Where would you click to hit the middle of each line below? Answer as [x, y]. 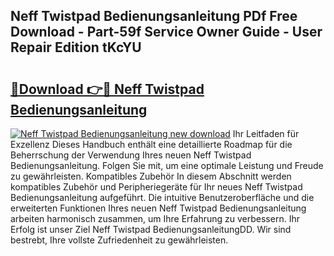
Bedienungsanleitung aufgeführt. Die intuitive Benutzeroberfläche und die [162, 197]
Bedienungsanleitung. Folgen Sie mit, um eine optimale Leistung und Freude [167, 165]
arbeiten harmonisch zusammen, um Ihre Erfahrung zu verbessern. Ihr [155, 218]
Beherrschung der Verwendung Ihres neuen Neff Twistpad [131, 155]
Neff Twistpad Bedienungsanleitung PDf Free [154, 16]
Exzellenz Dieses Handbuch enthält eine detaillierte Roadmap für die [151, 144]
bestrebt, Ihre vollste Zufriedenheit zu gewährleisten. [119, 240]
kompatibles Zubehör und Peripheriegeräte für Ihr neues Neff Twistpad [156, 187]
